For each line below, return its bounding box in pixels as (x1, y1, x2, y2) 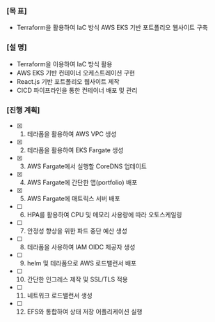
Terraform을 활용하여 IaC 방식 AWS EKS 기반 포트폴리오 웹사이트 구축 (16, 23, 208, 32)
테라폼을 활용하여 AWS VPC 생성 (26, 129, 117, 138)
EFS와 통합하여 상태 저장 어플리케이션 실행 (26, 307, 143, 316)
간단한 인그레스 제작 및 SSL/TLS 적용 (26, 275, 128, 284)
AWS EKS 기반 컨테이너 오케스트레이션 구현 (16, 68, 135, 77)
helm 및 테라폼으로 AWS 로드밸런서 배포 (26, 258, 137, 267)
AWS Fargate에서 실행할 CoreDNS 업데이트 (26, 162, 148, 170)
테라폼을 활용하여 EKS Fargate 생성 (26, 145, 124, 154)
